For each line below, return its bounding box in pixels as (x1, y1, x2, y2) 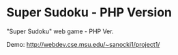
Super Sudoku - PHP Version (6, 5, 172, 20)
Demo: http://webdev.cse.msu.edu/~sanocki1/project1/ (6, 40, 160, 48)
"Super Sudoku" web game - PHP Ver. (6, 27, 114, 35)
